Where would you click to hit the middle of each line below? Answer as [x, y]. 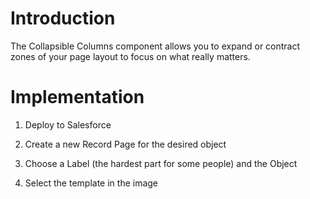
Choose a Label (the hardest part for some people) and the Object [161, 163]
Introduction [63, 18]
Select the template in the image [91, 183]
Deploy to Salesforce [68, 124]
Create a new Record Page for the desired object [125, 144]
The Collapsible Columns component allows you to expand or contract [155, 46]
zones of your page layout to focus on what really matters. [130, 56]
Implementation [77, 97]
